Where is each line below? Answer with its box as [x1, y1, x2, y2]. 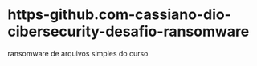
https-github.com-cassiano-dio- [7, 6, 232, 24]
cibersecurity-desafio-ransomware [7, 22, 250, 41]
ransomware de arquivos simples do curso [7, 49, 149, 58]
